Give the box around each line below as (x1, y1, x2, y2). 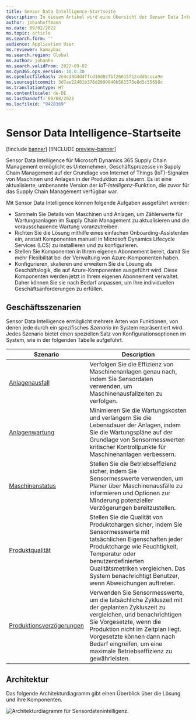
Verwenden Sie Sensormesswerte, (89, 589, 184, 597)
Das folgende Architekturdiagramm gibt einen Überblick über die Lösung (6, 690, 181, 697)
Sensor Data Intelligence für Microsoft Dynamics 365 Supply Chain (6, 157, 167, 164)
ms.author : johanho (6, 57, 54, 63)
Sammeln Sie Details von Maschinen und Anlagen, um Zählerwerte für (14, 211, 183, 218)
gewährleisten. (89, 654, 130, 663)
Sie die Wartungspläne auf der (89, 428, 173, 437)
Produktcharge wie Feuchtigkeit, (89, 543, 178, 551)
